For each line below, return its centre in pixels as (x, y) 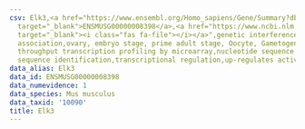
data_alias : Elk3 (42, 69)
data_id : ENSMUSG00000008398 (64, 77)
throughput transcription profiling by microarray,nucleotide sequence (156, 52)
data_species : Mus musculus (63, 94)
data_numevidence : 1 (49, 85)
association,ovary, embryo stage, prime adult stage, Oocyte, (138, 43)
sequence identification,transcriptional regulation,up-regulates (146, 60)
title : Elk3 (32, 111)
